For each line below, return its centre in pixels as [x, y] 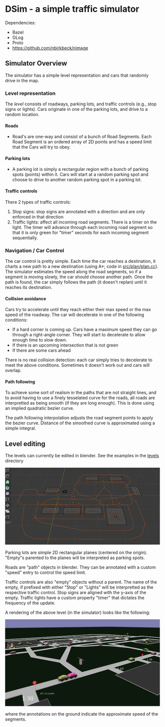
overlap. [14, 371]
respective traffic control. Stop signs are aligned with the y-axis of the [76, 592]
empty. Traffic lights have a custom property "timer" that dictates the [75, 598]
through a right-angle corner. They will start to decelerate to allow [79, 335]
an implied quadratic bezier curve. [40, 408]
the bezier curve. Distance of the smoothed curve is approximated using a [80, 423]
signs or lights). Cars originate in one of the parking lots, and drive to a [77, 109]
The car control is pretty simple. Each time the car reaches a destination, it [81, 261]
